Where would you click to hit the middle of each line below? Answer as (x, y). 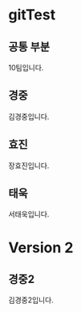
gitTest (32, 15)
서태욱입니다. (29, 214)
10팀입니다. (26, 67)
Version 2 (41, 247)
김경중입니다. (29, 116)
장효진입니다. (29, 165)
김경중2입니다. (31, 300)
